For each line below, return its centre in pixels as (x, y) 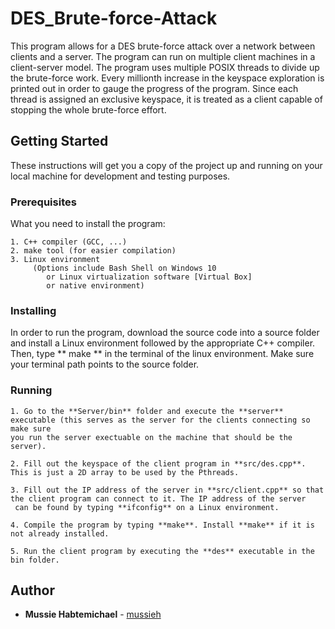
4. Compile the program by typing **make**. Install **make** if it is (162, 525)
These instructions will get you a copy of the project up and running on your (166, 165)
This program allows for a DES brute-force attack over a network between (163, 46)
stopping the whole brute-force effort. (88, 109)
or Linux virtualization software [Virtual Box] (149, 277)
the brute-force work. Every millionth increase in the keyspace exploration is (167, 78)
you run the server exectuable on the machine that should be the (151, 437)
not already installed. (60, 533)
